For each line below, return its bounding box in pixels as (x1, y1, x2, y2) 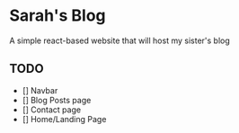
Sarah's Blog (9, 5, 106, 26)
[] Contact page (22, 104, 82, 115)
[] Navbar (22, 84, 58, 95)
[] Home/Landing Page (22, 113, 107, 124)
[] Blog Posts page (22, 94, 92, 105)
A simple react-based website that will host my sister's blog (9, 35, 231, 46)
